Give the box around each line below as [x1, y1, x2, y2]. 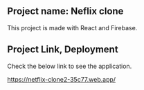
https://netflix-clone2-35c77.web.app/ [7, 75, 116, 83]
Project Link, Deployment [7, 44, 119, 56]
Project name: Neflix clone [7, 5, 124, 17]
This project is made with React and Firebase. [7, 23, 138, 32]
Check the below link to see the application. [7, 62, 132, 70]
